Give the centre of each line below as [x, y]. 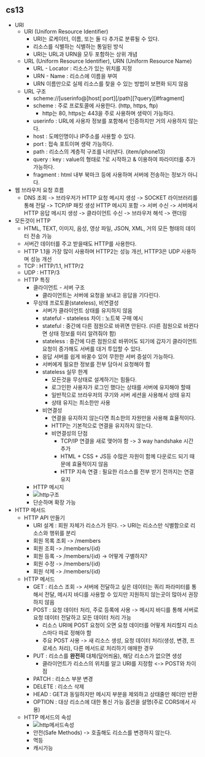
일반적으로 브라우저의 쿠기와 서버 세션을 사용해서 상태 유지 [121, 395]
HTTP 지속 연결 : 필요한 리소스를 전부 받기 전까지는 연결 [127, 472]
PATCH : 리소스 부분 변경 [63, 678]
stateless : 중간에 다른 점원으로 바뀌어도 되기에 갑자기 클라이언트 [120, 341]
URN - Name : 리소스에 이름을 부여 [75, 76]
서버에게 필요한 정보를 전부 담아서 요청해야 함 [96, 364]
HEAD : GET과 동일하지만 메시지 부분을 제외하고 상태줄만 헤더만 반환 [115, 694]
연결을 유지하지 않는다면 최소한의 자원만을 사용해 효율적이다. [123, 417]
